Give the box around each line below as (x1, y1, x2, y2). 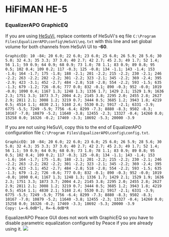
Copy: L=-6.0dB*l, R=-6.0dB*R (5, 206, 69, 211)
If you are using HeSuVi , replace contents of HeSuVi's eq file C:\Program (5, 33, 156, 39)
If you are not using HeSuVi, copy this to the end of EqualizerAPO (5, 124, 142, 130)
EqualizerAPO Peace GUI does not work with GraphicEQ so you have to (5, 215, 154, 221)
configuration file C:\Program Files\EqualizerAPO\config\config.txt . (5, 130, 150, 136)
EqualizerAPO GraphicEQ (5, 22, 68, 29)
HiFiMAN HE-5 (5, 4, 67, 15)
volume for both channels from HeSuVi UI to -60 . (5, 44, 108, 50)
